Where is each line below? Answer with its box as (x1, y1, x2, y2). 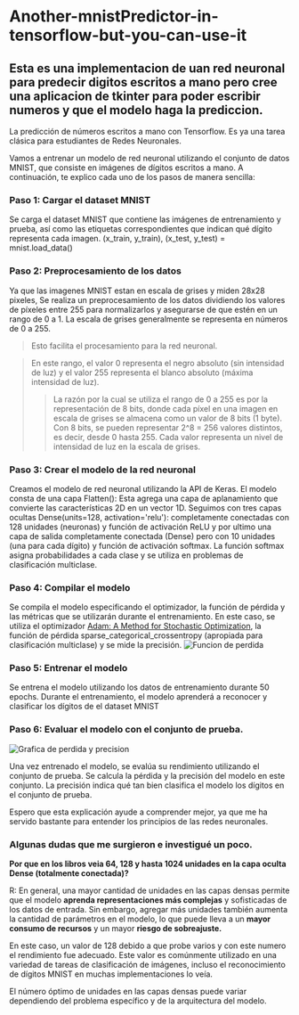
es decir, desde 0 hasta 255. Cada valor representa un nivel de (53, 431, 284, 442)
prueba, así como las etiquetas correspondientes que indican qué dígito (9, 224, 273, 234)
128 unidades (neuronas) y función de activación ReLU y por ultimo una (9, 521, 271, 532)
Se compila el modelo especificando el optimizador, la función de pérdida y (9, 602, 286, 612)
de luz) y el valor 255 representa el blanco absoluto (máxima (30, 367, 254, 378)
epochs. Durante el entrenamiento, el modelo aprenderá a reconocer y (9, 692, 268, 702)
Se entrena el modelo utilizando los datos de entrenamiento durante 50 (9, 682, 270, 692)
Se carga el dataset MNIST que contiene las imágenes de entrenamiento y (9, 214, 282, 225)
